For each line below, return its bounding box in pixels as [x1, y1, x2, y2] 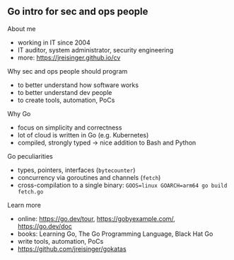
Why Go [7, 109, 31, 118]
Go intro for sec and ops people [7, 6, 148, 18]
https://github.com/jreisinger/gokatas [17, 244, 127, 253]
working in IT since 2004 [17, 38, 90, 47]
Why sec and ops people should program [7, 67, 128, 75]
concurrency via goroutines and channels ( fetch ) [17, 173, 161, 181]
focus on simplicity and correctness [17, 123, 122, 132]
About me [7, 24, 36, 33]
